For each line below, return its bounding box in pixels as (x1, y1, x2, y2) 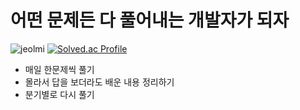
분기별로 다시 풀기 (24, 88, 95, 100)
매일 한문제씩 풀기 (24, 63, 95, 75)
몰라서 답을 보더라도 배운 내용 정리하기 (24, 76, 175, 88)
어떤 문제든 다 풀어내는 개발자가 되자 (10, 9, 290, 32)
